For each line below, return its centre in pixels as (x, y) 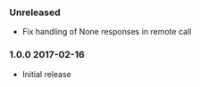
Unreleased (35, 12)
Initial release (46, 74)
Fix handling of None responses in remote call (107, 32)
